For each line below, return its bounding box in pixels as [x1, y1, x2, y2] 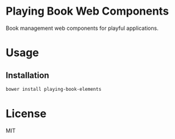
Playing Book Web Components [5, 4, 169, 18]
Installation [5, 70, 49, 80]
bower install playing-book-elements [5, 86, 102, 92]
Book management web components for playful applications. [5, 24, 159, 32]
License [5, 107, 47, 120]
